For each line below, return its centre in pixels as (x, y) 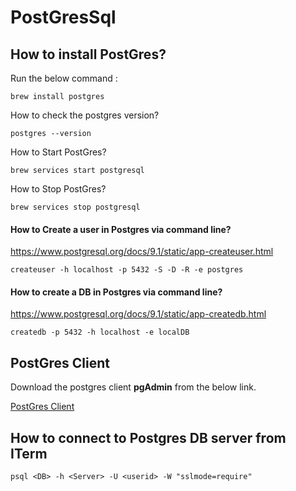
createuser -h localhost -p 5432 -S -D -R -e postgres (127, 270)
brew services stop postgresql (75, 207)
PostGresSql (63, 17)
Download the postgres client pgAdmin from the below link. (133, 387)
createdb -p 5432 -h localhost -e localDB (100, 332)
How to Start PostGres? (58, 152)
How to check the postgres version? (85, 115)
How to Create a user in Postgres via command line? (121, 229)
